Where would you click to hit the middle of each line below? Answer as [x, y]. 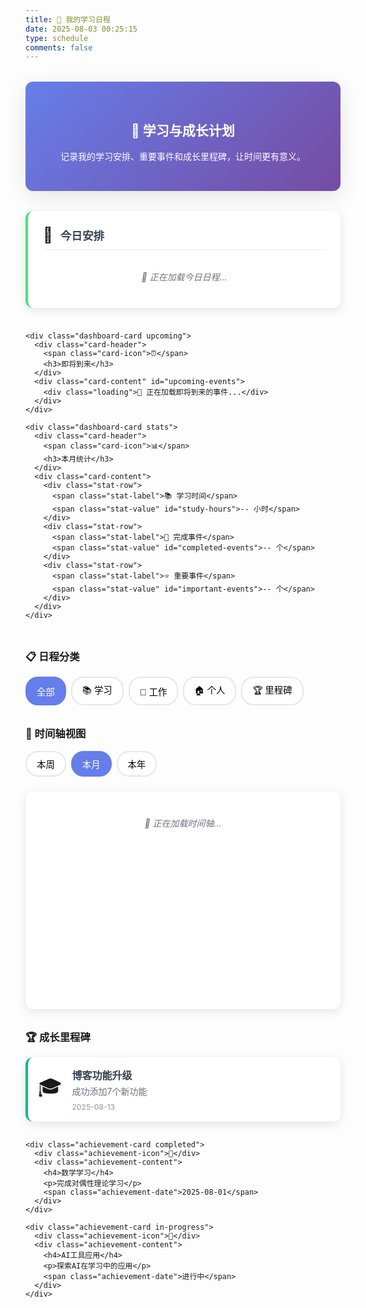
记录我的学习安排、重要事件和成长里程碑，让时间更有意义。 [183, 157]
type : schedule [57, 38]
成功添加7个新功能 [109, 1092]
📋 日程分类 [52, 657]
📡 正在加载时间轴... [183, 823]
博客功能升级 [102, 1076]
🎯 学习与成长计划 [183, 130]
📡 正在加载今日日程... [184, 277]
